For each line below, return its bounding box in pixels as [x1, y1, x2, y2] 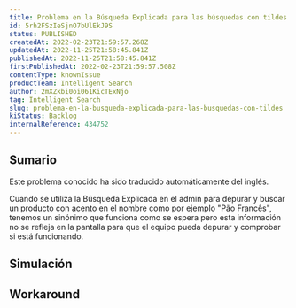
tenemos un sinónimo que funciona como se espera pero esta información [9, 212, 282, 222]
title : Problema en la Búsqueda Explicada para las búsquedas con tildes [9, 12, 288, 22]
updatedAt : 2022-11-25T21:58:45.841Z [9, 46, 149, 55]
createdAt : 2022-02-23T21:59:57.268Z [9, 37, 149, 47]
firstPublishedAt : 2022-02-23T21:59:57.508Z [9, 63, 176, 72]
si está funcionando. [9, 231, 84, 242]
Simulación [9, 257, 73, 272]
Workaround [9, 287, 81, 302]
